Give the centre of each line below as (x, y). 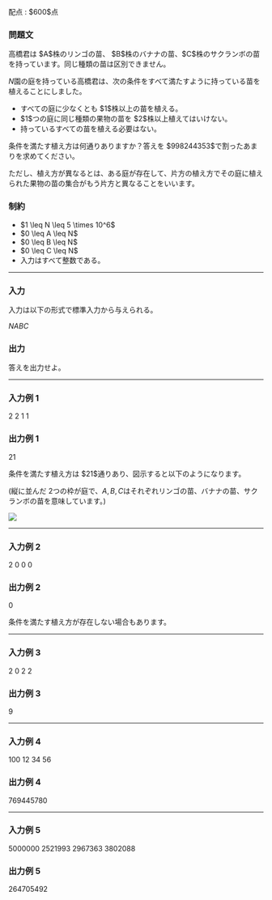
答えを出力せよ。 (37, 367)
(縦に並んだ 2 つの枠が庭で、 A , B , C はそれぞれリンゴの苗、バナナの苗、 (126, 490)
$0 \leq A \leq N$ (49, 233)
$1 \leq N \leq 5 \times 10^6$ (68, 224)
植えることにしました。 (47, 91)
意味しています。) (79, 501)
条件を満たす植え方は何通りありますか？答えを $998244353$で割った (126, 146)
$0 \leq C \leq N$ (49, 250)
